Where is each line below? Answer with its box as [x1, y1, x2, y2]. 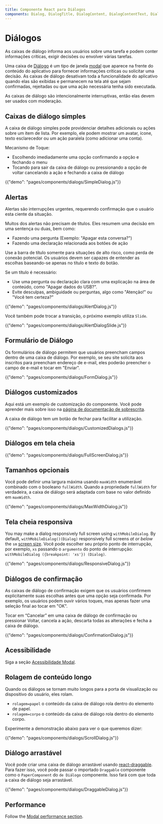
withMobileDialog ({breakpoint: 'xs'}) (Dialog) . [5, 551, 107, 557]
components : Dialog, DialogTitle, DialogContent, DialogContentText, [5, 12, 149, 16]
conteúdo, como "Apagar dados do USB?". [12, 284, 98, 290]
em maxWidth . [5, 494, 32, 500]
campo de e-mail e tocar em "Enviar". [5, 365, 80, 371]
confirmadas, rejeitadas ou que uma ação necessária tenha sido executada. [5, 83, 157, 90]
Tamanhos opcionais [5, 466, 69, 474]
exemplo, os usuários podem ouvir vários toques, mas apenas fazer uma [5, 598, 150, 604]
